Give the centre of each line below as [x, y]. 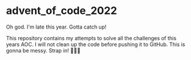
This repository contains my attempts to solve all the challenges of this [91, 38]
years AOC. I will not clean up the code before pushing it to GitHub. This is [96, 44]
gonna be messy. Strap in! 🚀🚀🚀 [43, 50]
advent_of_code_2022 [62, 11]
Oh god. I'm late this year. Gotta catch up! [56, 27]
